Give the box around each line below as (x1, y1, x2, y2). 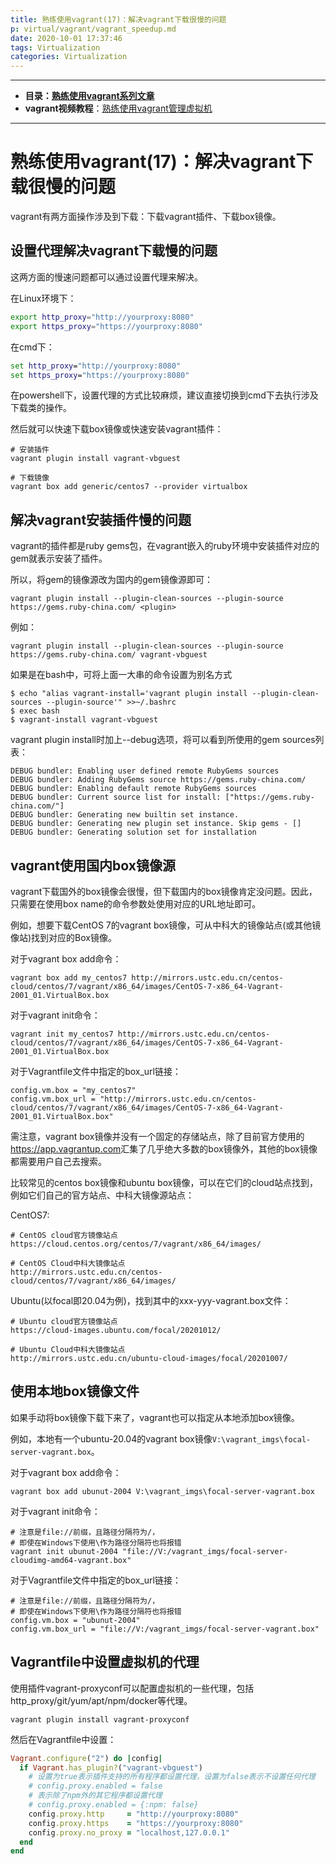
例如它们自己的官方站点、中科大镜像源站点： (10, 1189, 195, 1201)
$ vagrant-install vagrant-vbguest (10, 715, 159, 725)
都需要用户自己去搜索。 (10, 1156, 107, 1167)
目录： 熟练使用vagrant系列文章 (24, 90, 155, 102)
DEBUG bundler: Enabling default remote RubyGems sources (10, 784, 257, 794)
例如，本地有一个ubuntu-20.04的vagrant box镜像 (10, 1432, 213, 1445)
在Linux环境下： (10, 292, 77, 304)
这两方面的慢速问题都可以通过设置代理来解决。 (10, 271, 203, 283)
